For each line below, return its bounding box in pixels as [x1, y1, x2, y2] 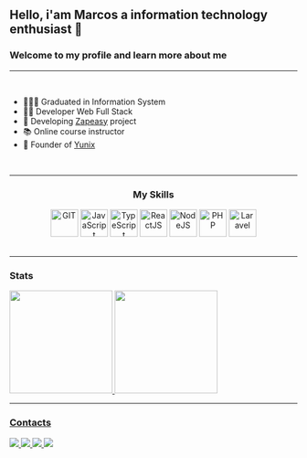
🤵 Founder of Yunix [22, 139, 96, 150]
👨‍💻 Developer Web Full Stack [22, 105, 133, 117]
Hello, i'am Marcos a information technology [9, 7, 268, 23]
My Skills [132, 187, 175, 200]
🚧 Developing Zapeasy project [22, 115, 137, 126]
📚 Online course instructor [22, 125, 125, 136]
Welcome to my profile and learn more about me [9, 49, 228, 62]
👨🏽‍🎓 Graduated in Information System [22, 96, 166, 107]
